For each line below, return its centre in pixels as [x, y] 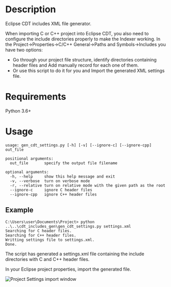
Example [19, 210]
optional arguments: [27, 172]
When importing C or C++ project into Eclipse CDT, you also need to [77, 33]
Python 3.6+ [18, 111]
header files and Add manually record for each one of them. [76, 65]
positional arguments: [29, 159]
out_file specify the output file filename [64, 163]
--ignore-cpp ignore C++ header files [53, 194]
